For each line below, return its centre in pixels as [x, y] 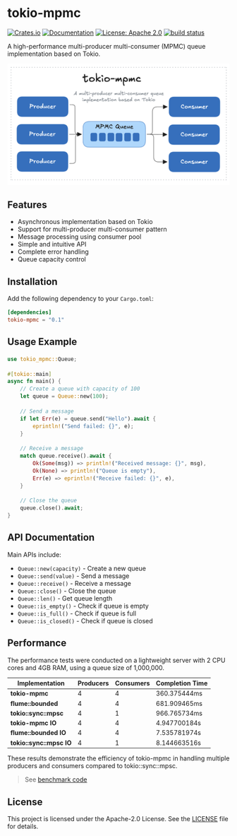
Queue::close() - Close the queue [67, 591]
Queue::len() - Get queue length [65, 598]
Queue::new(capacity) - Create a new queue [82, 568]
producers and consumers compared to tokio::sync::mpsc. [92, 766]
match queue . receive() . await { [66, 456]
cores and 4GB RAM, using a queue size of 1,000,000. [86, 667]
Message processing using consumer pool [79, 237]
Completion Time [182, 683]
